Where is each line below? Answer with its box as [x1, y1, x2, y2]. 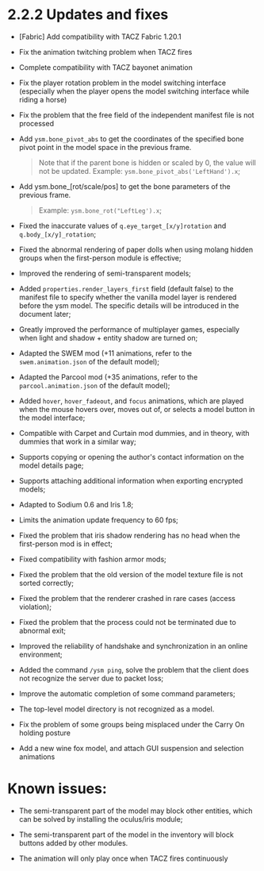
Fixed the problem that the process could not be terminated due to [18, 617, 237, 626]
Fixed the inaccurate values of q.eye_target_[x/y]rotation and [18, 221, 227, 230]
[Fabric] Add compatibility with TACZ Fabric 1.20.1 [18, 32, 182, 41]
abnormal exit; [18, 626, 67, 635]
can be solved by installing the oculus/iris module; [18, 814, 183, 823]
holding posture [18, 728, 71, 738]
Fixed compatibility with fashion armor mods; [18, 554, 167, 564]
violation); [18, 602, 52, 611]
